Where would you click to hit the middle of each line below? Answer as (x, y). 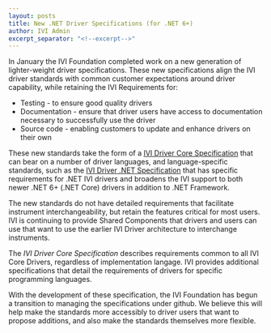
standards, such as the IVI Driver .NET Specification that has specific (123, 170)
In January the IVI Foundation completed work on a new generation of (125, 62)
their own (36, 138)
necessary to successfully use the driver (88, 120)
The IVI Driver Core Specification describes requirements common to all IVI (133, 254)
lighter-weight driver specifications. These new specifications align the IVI (132, 70)
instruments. (29, 238)
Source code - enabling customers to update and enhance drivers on (135, 129)
